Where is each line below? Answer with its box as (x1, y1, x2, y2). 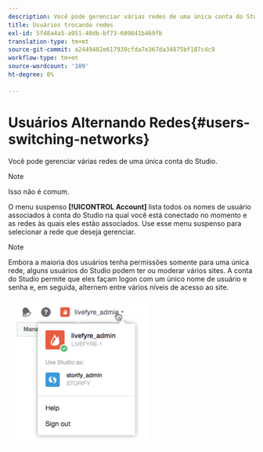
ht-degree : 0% (8, 71, 55, 78)
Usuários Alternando (8, 114, 146, 131)
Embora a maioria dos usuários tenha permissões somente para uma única (8, 257, 250, 267)
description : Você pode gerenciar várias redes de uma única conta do (8, 13, 243, 20)
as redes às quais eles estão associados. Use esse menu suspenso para (8, 218, 242, 228)
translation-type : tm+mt (8, 38, 89, 46)
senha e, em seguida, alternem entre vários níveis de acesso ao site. (8, 282, 229, 292)
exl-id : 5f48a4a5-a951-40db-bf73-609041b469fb (8, 29, 163, 37)
